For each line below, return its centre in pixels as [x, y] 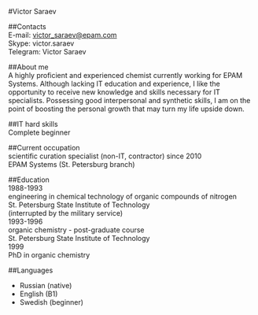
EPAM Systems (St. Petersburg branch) [72, 164]
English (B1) [39, 294]
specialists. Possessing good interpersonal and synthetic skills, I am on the [129, 100]
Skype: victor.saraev [41, 43]
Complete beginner [39, 132]
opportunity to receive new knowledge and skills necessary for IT [114, 92]
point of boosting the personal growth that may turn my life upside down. [127, 109]
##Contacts [27, 26]
